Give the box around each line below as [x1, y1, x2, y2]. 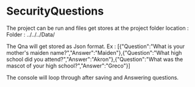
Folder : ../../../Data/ [6, 30, 55, 38]
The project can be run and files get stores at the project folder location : [6, 24, 189, 32]
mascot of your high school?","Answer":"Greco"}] [6, 62, 131, 69]
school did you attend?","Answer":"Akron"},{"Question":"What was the [6, 55, 183, 63]
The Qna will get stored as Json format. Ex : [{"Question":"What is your [6, 43, 185, 50]
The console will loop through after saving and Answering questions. [6, 74, 179, 81]
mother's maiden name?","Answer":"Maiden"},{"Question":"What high [6, 49, 182, 56]
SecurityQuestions [6, 4, 104, 18]
